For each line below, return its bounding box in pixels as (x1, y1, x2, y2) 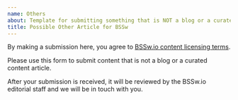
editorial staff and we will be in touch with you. (7, 85, 143, 94)
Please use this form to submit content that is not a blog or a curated (7, 56, 208, 65)
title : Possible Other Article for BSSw (7, 23, 129, 30)
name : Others (7, 10, 46, 18)
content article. (7, 64, 52, 73)
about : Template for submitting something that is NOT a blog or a (7, 17, 211, 24)
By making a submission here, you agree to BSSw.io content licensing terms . (7, 43, 231, 51)
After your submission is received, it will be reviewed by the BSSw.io (7, 77, 207, 86)
